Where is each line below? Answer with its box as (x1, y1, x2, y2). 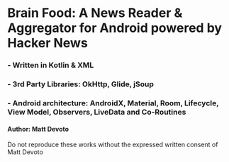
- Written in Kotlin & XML (7, 60, 94, 70)
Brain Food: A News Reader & (7, 5, 183, 21)
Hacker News (7, 35, 89, 51)
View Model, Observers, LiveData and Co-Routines (7, 107, 186, 117)
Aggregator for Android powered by (7, 20, 222, 36)
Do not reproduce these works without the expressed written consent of (7, 140, 218, 149)
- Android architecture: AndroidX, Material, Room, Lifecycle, (7, 98, 219, 108)
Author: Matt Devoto (7, 125, 69, 133)
